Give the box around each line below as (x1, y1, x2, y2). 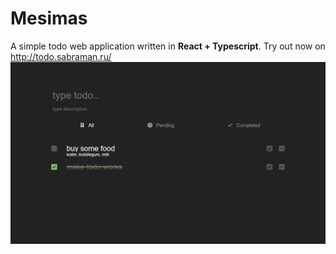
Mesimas (10, 7, 88, 30)
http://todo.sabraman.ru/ (10, 50, 112, 62)
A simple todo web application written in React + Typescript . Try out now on (10, 40, 326, 52)
